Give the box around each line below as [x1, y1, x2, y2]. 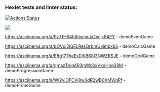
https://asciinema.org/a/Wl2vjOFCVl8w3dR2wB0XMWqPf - [5, 77, 126, 83]
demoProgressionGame [5, 68, 53, 74]
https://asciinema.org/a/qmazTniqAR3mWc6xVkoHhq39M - [5, 62, 126, 68]
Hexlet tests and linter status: [5, 4, 78, 11]
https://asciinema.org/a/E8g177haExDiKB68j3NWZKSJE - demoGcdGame [5, 53, 155, 59]
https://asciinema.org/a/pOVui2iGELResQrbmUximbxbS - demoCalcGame [5, 43, 156, 49]
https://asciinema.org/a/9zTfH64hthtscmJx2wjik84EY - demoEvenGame [5, 34, 153, 40]
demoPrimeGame [5, 83, 41, 89]
